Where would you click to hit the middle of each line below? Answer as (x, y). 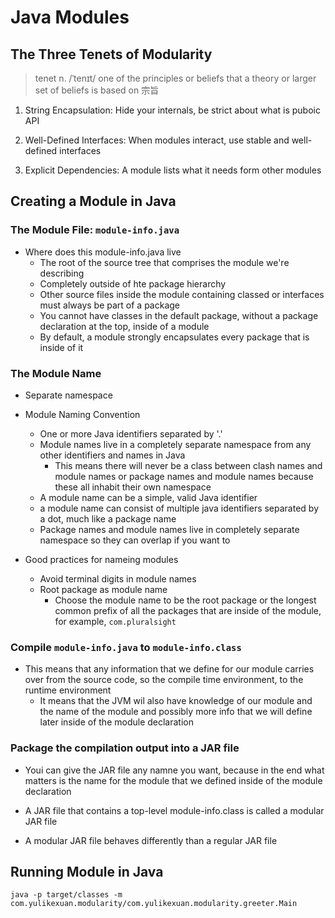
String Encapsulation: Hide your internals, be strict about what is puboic (172, 110)
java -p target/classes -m (66, 895)
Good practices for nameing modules (101, 559)
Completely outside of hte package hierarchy (133, 283)
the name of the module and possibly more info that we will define (176, 712)
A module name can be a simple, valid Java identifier (148, 497)
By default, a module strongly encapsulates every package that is (174, 337)
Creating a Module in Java (93, 201)
